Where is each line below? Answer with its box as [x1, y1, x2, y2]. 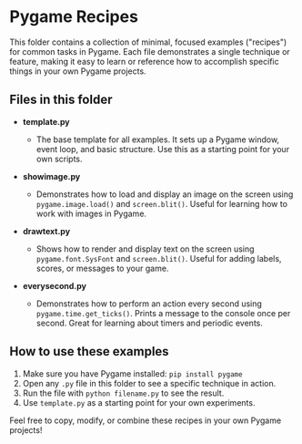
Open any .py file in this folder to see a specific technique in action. [22, 377, 277, 388]
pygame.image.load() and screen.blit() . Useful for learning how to [35, 198, 288, 209]
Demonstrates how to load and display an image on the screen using [35, 189, 294, 200]
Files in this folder [9, 92, 113, 108]
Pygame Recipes [9, 6, 139, 27]
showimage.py [22, 170, 81, 181]
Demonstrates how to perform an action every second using [35, 298, 262, 309]
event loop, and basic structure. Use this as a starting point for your [35, 143, 289, 154]
